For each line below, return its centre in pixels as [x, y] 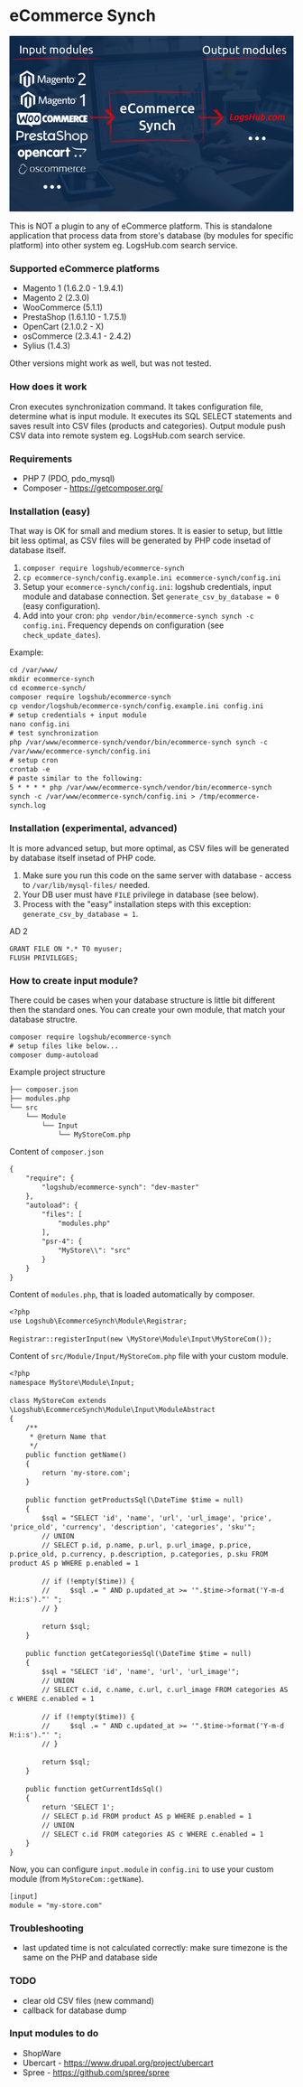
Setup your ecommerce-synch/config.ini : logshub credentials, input [147, 587]
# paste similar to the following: [76, 779]
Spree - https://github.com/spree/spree [96, 2072]
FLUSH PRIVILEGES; [44, 958]
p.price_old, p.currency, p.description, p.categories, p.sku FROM [139, 1554]
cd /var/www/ [34, 670]
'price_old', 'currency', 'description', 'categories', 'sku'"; [133, 1527]
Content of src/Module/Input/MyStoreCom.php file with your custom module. [149, 1355]
